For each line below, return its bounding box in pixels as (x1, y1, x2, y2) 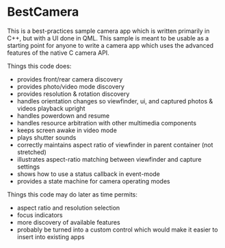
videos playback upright (16, 104, 85, 112)
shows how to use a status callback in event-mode (16, 169, 161, 178)
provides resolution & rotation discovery (16, 90, 130, 98)
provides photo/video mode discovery (16, 82, 125, 90)
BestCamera (7, 4, 79, 20)
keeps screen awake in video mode (16, 126, 118, 134)
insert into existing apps (16, 232, 85, 240)
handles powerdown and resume (16, 111, 110, 120)
